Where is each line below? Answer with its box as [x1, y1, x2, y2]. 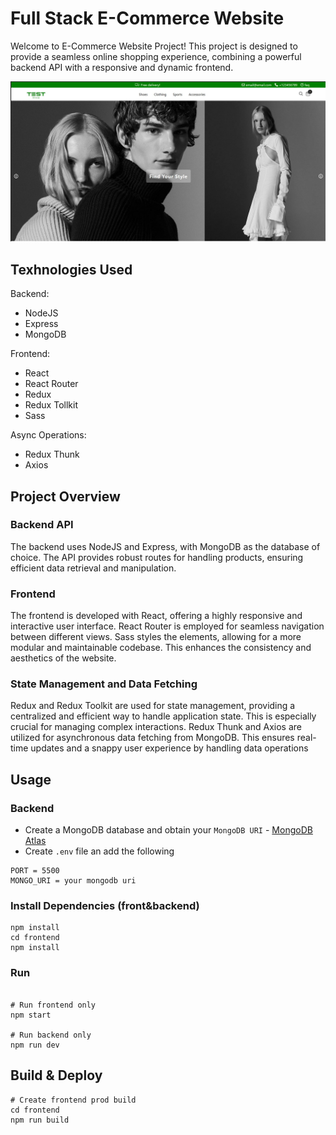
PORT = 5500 [10, 866, 60, 876]
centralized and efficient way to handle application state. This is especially [10, 710, 317, 722]
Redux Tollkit [24, 399, 78, 411]
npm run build [10, 1115, 70, 1125]
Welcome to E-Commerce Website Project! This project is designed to [10, 40, 298, 52]
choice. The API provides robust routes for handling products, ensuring [10, 551, 304, 563]
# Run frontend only [10, 1000, 97, 1010]
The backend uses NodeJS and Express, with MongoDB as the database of [10, 540, 321, 552]
